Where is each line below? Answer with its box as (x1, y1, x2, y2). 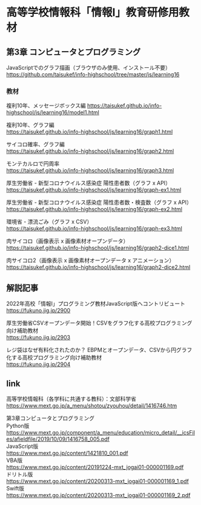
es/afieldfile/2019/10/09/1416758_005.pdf (6, 435, 110, 442)
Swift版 (6, 484, 25, 492)
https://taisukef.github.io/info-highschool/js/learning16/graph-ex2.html (6, 206, 183, 213)
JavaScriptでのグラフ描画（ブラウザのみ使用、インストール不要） (6, 64, 171, 71)
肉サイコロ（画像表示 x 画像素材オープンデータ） (6, 237, 129, 245)
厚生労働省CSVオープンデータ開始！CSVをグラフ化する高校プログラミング (6, 319, 193, 327)
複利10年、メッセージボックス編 (6, 102, 86, 109)
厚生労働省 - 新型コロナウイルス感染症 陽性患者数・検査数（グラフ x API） (6, 198, 193, 206)
